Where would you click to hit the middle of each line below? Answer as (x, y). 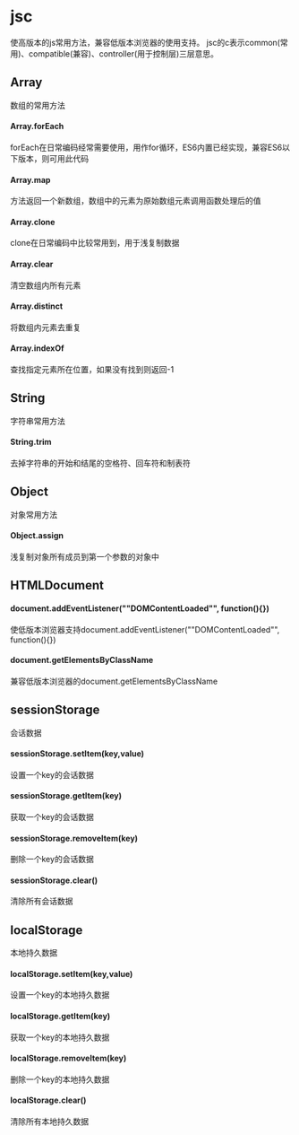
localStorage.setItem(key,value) (72, 973)
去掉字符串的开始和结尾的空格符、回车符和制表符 (100, 463)
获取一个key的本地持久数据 (60, 1037)
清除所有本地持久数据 (49, 1122)
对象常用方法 (34, 514)
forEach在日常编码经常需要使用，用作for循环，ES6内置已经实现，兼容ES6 (146, 147)
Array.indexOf (38, 348)
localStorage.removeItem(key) (68, 1058)
